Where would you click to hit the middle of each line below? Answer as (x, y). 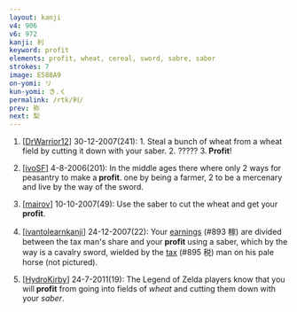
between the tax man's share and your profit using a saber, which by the (155, 242)
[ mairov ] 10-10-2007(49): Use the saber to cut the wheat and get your (150, 204)
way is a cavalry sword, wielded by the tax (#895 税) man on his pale (148, 253)
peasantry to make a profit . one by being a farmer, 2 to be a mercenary (152, 177)
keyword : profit (39, 51)
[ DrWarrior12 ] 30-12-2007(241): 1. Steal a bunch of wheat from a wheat (152, 142)
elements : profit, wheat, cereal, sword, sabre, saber (113, 58)
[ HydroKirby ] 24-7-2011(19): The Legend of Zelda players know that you (153, 279)
